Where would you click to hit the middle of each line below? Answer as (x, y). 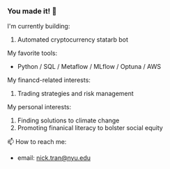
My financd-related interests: (49, 80)
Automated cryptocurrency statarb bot (73, 40)
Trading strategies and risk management (75, 94)
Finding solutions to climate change (68, 120)
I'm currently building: (39, 26)
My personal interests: (39, 107)
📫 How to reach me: (37, 142)
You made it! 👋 (32, 11)
